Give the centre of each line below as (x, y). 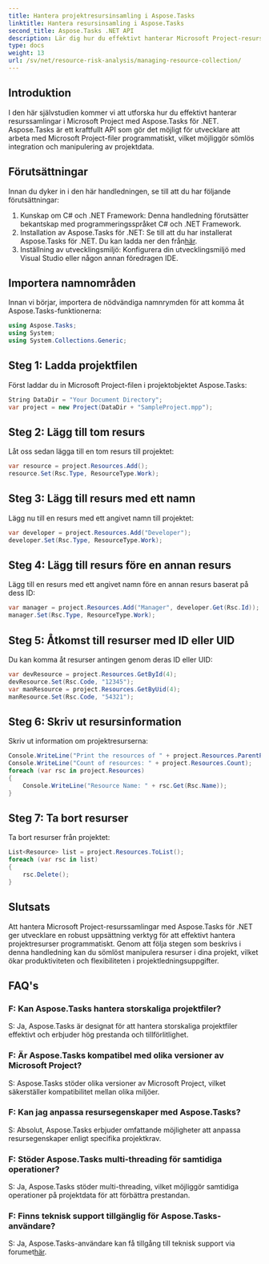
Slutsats (29, 907)
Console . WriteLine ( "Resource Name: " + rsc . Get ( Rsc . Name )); (125, 785)
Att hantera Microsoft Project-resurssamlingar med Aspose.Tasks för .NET (131, 926)
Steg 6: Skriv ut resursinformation (95, 722)
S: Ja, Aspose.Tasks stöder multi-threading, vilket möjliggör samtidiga (123, 1187)
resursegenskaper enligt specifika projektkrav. (85, 1138)
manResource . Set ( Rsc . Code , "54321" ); (71, 697)
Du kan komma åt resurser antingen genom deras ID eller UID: (111, 660)
